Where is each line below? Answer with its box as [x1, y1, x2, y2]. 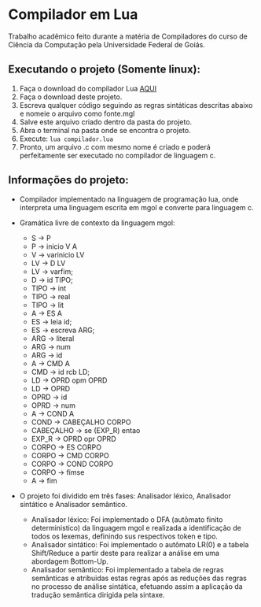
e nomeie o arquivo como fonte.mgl [19, 109, 135, 118]
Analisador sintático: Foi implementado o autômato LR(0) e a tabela [31, 539, 249, 549]
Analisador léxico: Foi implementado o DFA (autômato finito [31, 514, 223, 524]
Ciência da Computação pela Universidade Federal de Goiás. [8, 39, 206, 49]
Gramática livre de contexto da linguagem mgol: [19, 218, 175, 228]
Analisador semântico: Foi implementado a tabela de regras [31, 564, 224, 574]
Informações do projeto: [8, 173, 130, 187]
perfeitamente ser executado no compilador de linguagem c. [19, 150, 216, 160]
